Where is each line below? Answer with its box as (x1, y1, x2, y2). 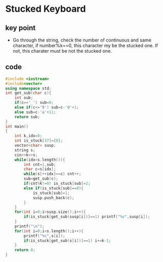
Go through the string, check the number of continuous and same (12, 37, 152, 43)
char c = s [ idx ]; (24, 167, 56, 172)
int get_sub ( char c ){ (5, 91, 52, 96)
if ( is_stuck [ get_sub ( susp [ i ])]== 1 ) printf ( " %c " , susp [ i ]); (24, 214, 150, 220)
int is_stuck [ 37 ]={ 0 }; (14, 138, 63, 143)
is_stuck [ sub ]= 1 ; (32, 190, 70, 195)
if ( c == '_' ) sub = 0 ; (14, 100, 54, 105)
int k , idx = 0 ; (14, 134, 43, 139)
